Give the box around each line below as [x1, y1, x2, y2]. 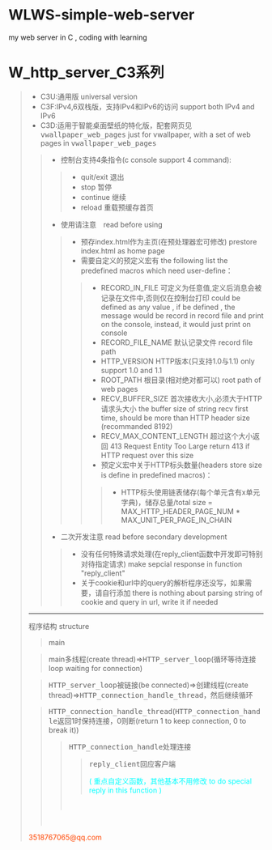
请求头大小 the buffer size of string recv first [100, 403, 249, 414]
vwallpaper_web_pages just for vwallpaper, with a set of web [40, 130, 251, 139]
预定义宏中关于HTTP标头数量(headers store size [100, 460, 263, 470]
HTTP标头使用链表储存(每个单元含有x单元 [121, 487, 261, 497]
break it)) [48, 725, 79, 734]
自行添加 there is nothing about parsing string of [102, 588, 263, 597]
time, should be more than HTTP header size [100, 413, 251, 423]
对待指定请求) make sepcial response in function [80, 559, 243, 568]
